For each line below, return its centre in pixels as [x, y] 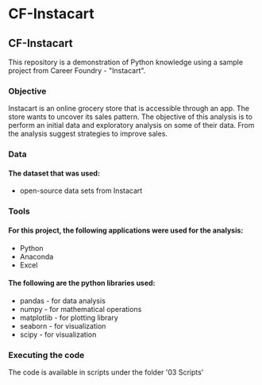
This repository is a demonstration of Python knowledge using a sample [126, 62]
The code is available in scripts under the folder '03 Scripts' [106, 372]
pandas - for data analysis [62, 300]
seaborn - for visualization [63, 325]
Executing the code [46, 355]
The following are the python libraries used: [82, 283]
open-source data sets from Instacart [81, 191]
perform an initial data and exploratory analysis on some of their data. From [131, 125]
